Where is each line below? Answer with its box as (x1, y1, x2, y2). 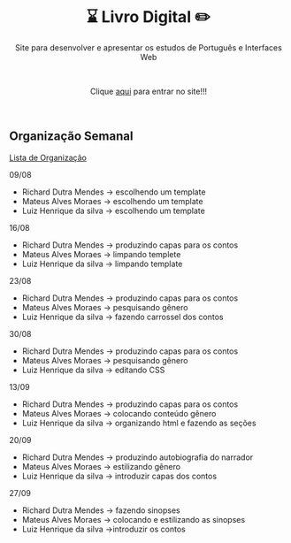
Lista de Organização (9, 152, 87, 163)
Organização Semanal (9, 129, 134, 144)
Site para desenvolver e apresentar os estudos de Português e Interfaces (14, 42, 283, 53)
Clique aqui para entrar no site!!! (89, 86, 208, 96)
